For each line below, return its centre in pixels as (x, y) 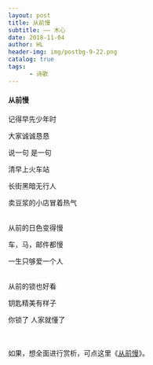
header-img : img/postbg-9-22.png (63, 52)
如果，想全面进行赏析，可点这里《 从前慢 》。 (78, 353)
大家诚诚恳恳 (29, 135)
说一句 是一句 (30, 152)
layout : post (29, 15)
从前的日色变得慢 (36, 227)
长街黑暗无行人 (32, 186)
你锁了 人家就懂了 (36, 319)
